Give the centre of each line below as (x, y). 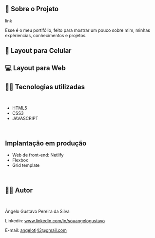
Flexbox (20, 160)
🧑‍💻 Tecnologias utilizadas (45, 87)
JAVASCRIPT (25, 119)
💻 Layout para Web (35, 68)
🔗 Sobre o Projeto (32, 9)
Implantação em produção (46, 143)
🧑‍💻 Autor (19, 190)
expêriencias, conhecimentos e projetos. (46, 35)
